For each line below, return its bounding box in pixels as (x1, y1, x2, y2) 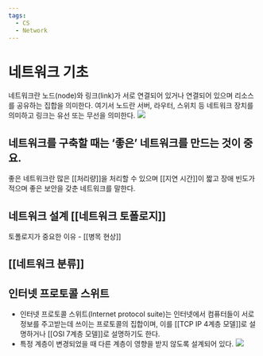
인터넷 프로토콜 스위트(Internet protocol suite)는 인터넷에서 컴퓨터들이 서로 (19, 309, 255, 319)
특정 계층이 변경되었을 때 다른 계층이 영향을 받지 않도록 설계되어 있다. (19, 339, 234, 349)
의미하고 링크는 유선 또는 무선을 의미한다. (8, 110, 136, 120)
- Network (15, 26, 48, 34)
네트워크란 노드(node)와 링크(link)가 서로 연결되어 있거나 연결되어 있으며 (8, 91, 233, 100)
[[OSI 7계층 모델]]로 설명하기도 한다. (47, 329, 161, 339)
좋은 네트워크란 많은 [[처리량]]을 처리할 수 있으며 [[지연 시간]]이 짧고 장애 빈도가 (8, 174, 256, 184)
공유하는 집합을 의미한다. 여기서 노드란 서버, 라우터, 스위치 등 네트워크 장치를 (16, 101, 254, 110)
